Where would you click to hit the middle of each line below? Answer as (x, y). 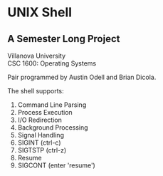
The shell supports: (36, 91)
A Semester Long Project (64, 39)
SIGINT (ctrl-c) (40, 143)
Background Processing (53, 128)
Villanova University (37, 56)
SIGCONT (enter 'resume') (57, 165)
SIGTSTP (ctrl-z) (42, 150)
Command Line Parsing (52, 105)
